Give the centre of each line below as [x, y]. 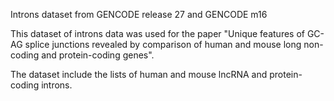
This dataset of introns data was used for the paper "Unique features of [157, 33]
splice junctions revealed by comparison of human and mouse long [163, 44]
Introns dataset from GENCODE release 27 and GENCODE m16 [139, 14]
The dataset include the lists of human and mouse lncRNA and [139, 74]
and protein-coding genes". [98, 55]
